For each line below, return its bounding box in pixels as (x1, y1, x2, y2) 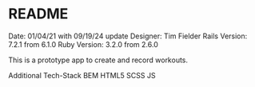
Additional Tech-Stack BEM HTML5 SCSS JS (8, 70, 156, 80)
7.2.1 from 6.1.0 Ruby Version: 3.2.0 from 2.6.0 (8, 39, 158, 49)
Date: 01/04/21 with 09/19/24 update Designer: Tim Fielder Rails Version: (8, 31, 248, 41)
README (8, 5, 69, 23)
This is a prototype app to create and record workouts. (8, 55, 189, 65)
